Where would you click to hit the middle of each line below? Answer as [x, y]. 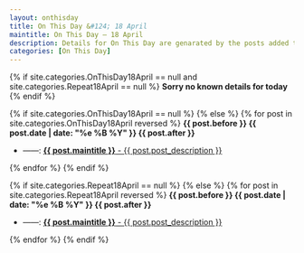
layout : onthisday [44, 18]
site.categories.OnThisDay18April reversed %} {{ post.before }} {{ [133, 124]
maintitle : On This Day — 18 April [76, 34]
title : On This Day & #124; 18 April [78, 26]
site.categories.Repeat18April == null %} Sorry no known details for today [148, 87]
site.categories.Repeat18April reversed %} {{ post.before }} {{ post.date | [148, 195]
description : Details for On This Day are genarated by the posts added [149, 43]
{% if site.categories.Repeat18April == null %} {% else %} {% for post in [144, 185]
